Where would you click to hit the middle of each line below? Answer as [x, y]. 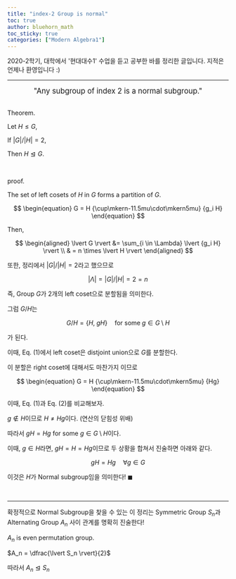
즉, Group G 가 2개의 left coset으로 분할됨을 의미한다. [81, 294]
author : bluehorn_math [40, 27]
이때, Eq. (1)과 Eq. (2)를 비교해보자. [56, 404]
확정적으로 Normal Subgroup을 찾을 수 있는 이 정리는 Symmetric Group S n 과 [114, 513]
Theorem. [21, 113]
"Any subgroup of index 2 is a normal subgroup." [118, 91]
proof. [16, 181]
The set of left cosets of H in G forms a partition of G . [84, 195]
